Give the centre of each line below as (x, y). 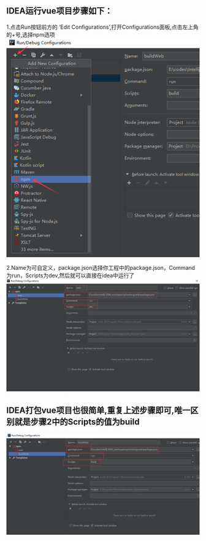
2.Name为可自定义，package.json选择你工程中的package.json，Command (101, 267)
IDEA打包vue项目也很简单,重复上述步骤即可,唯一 (98, 410)
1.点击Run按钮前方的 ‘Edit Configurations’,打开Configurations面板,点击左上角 (103, 27)
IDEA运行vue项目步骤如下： (59, 11)
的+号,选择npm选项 (31, 34)
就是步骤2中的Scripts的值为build (77, 422)
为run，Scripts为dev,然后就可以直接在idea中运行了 (71, 275)
